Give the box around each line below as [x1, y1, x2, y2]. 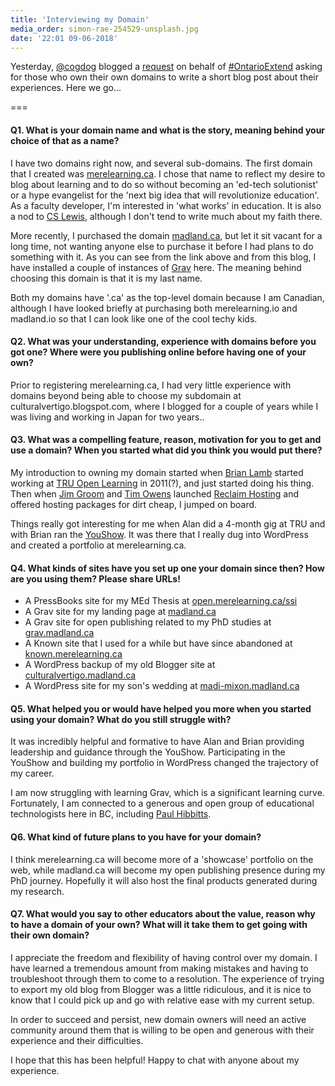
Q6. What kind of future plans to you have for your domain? [10, 831, 262, 843]
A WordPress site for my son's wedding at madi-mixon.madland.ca [24, 680, 300, 692]
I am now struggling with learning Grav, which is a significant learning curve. [10, 787, 325, 799]
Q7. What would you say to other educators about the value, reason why [10, 908, 316, 920]
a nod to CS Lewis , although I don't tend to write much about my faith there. [10, 210, 323, 222]
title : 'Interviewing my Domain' [10, 14, 150, 25]
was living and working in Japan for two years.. [10, 411, 205, 423]
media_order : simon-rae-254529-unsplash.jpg [10, 24, 199, 34]
